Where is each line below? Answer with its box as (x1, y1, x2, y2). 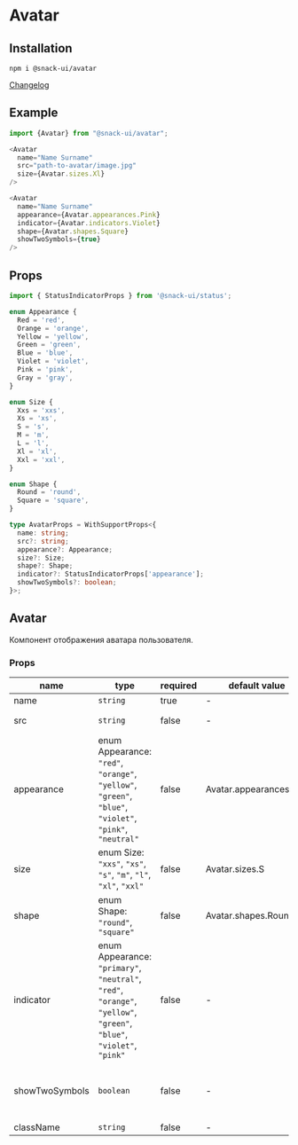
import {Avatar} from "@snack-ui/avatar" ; (9, 129, 169, 137)
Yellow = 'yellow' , (17, 332, 90, 341)
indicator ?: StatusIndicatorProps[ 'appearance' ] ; (17, 569, 204, 579)
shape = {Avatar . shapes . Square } (17, 227, 129, 236)
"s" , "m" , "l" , (98, 868, 152, 881)
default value (228, 679, 286, 692)
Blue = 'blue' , (17, 349, 74, 357)
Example (9, 106, 59, 121)
